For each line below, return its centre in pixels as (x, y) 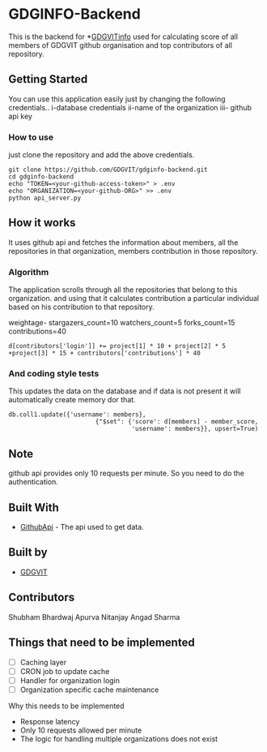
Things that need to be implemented (102, 643)
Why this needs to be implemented (66, 706)
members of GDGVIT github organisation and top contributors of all (121, 45)
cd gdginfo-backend (41, 177)
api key (20, 116)
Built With (34, 507)
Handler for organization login (70, 680)
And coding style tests (54, 374)
